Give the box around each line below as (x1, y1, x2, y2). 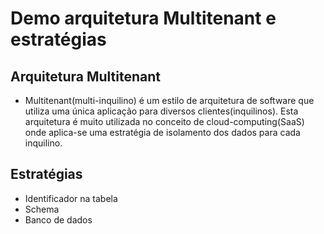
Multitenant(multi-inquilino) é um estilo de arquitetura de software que (24, 95, 315, 106)
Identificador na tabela (24, 192, 118, 204)
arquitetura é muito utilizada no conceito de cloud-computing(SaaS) (24, 116, 305, 127)
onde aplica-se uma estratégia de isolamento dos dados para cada (24, 127, 301, 138)
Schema (24, 203, 60, 215)
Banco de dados (24, 213, 93, 226)
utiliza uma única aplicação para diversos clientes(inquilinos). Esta (24, 105, 299, 117)
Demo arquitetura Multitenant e (10, 7, 277, 30)
